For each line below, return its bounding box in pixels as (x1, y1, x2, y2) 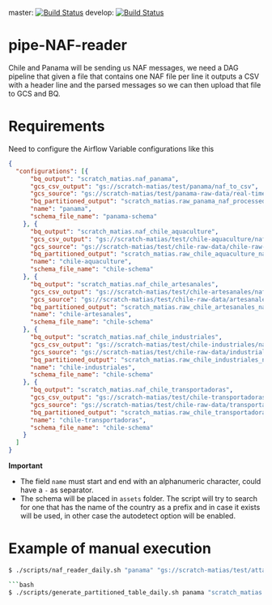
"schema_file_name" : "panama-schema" (29, 212, 158, 221)
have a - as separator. (19, 485, 95, 495)
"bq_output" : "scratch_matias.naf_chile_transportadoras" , (29, 386, 233, 394)
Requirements (8, 118, 105, 135)
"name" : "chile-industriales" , (29, 363, 136, 371)
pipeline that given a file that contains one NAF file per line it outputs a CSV (8, 71, 260, 81)
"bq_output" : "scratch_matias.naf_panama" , (29, 174, 180, 182)
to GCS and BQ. (8, 88, 61, 98)
